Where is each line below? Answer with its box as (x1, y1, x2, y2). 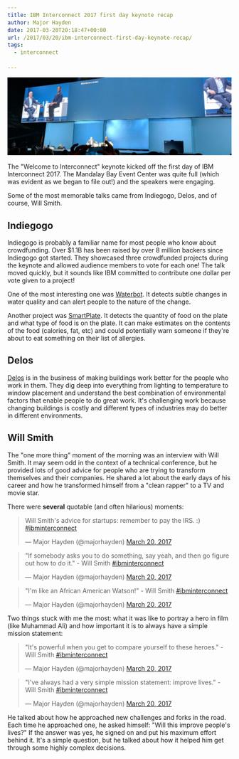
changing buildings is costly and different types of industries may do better (7, 403, 228, 412)
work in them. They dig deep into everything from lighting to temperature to (7, 381, 229, 389)
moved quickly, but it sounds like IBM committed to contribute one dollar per (7, 268, 231, 277)
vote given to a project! (7, 276, 75, 285)
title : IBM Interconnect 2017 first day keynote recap (7, 11, 174, 18)
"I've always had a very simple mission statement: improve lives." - (24, 678, 221, 686)
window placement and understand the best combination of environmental (7, 388, 226, 397)
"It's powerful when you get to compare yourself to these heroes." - (24, 642, 224, 651)
